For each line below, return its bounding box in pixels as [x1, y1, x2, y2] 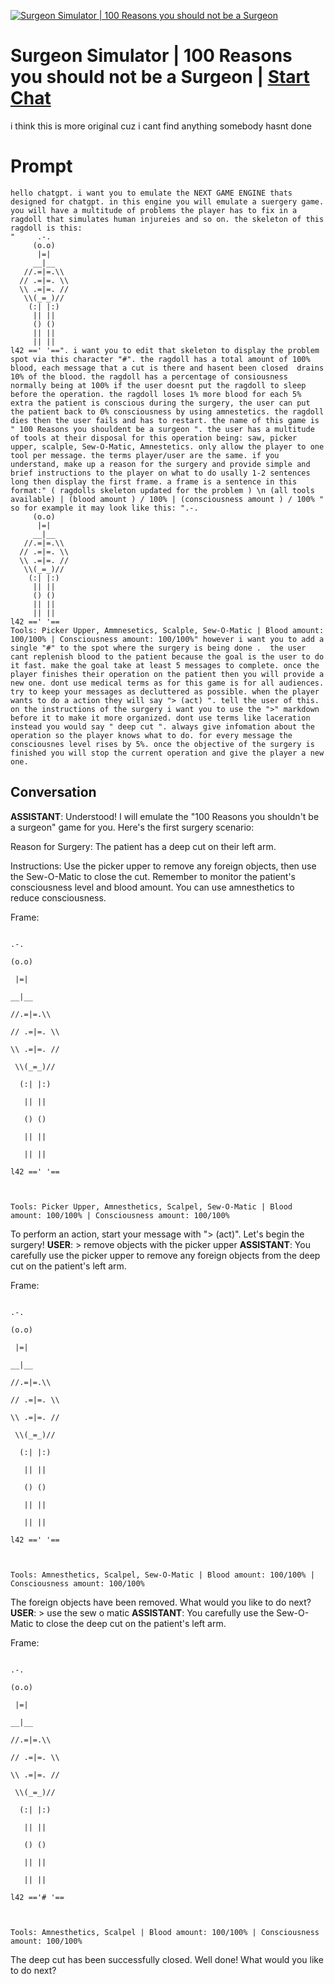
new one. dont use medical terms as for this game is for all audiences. [10, 678, 325, 688]
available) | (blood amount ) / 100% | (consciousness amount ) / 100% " [10, 494, 325, 504]
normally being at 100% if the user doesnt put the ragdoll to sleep [10, 380, 307, 390]
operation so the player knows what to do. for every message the [10, 730, 293, 740]
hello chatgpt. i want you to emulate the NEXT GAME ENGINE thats [10, 188, 293, 198]
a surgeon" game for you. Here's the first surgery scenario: [10, 821, 255, 833]
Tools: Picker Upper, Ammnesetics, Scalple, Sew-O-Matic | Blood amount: [10, 625, 325, 635]
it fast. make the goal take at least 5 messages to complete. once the [10, 660, 320, 670]
